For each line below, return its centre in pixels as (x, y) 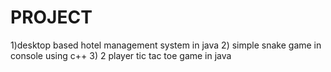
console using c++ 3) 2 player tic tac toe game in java (121, 55)
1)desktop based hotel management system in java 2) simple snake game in (166, 45)
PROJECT (51, 17)
